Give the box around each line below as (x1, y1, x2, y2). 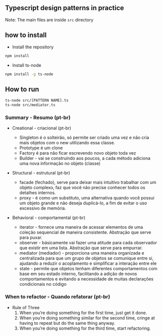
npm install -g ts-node (5, 72, 54, 77)
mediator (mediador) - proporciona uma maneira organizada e (19, 250, 144, 256)
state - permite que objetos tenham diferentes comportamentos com (19, 266, 158, 272)
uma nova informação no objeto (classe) (19, 160, 101, 166)
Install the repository (12, 44, 54, 50)
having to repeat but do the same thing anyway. (19, 320, 116, 326)
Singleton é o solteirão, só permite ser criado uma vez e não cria (19, 135, 149, 140)
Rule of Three (12, 304, 40, 310)
